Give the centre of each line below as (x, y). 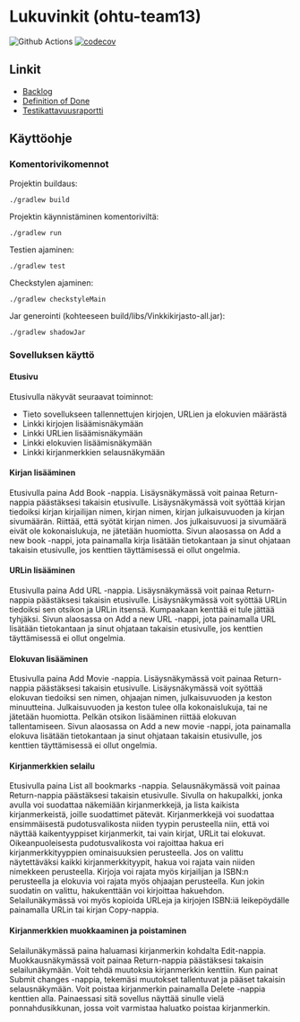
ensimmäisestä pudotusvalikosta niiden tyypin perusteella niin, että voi (140, 824)
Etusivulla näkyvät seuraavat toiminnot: (81, 396)
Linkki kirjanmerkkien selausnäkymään (94, 452)
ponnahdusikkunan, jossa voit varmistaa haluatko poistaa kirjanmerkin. (140, 1008)
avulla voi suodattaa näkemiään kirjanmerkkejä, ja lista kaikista (124, 805)
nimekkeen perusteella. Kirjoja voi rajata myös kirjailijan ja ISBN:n (129, 872)
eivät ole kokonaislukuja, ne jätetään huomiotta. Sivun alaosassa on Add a (146, 531)
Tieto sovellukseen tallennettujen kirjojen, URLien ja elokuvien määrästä (154, 414)
